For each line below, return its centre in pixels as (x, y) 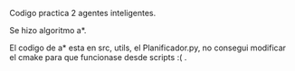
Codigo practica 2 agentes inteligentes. (83, 13)
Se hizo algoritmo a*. (48, 30)
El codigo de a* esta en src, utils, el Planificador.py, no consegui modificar (148, 48)
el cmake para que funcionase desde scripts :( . (98, 57)
